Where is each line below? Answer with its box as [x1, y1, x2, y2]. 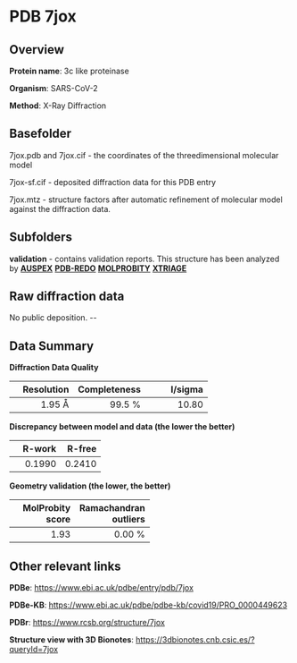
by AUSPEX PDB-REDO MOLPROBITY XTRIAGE [9, 262, 187, 274]
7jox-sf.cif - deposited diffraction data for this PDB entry [9, 176, 217, 187]
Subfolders [9, 230, 73, 245]
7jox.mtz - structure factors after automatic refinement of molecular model [9, 194, 283, 205]
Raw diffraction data [9, 289, 125, 304]
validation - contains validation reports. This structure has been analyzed [9, 253, 280, 264]
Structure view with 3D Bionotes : [9, 634, 134, 645]
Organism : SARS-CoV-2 [9, 83, 98, 93]
